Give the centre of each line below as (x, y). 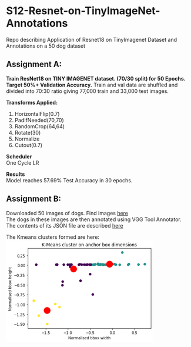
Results (16, 174)
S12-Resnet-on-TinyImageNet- (83, 11)
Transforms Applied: (32, 102)
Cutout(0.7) (29, 145)
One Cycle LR (23, 162)
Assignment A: (34, 64)
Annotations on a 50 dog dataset (46, 46)
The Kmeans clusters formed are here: (53, 237)
